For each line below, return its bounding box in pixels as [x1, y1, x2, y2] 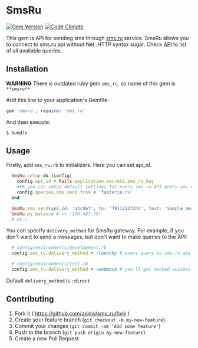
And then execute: [6, 119, 51, 126]
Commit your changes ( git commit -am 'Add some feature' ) [14, 322, 161, 329]
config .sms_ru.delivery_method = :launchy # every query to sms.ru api [11, 250, 192, 257]
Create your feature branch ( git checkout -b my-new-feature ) [14, 316, 166, 323]
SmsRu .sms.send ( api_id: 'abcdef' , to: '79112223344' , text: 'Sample [11, 205, 183, 211]
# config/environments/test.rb [11, 261, 88, 267]
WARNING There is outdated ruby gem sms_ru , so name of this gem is [6, 80, 176, 87]
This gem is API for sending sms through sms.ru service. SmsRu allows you [6, 34, 190, 41]
